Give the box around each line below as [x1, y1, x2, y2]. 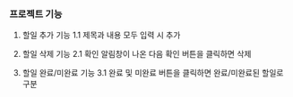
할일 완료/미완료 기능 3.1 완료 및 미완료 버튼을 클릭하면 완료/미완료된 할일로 [22, 68, 284, 78]
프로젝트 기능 [9, 7, 63, 20]
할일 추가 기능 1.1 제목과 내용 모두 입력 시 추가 [22, 29, 181, 41]
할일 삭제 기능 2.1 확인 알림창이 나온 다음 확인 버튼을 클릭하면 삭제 [22, 49, 252, 60]
